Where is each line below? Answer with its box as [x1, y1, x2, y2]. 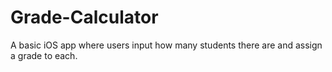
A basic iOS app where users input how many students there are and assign [10, 39, 323, 51]
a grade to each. [10, 49, 78, 61]
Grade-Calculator [10, 6, 159, 29]
